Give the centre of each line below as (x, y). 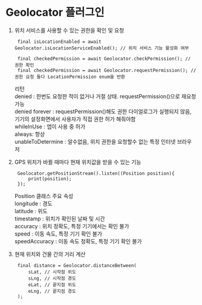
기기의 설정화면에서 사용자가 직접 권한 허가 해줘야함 (75, 119)
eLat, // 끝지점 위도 (52, 284)
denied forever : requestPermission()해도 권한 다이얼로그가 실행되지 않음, (103, 111)
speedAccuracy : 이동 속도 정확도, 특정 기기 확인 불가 (78, 241)
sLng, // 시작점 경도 (52, 278)
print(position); (50, 179)
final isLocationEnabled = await (59, 42)
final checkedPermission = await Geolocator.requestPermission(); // (107, 70)
